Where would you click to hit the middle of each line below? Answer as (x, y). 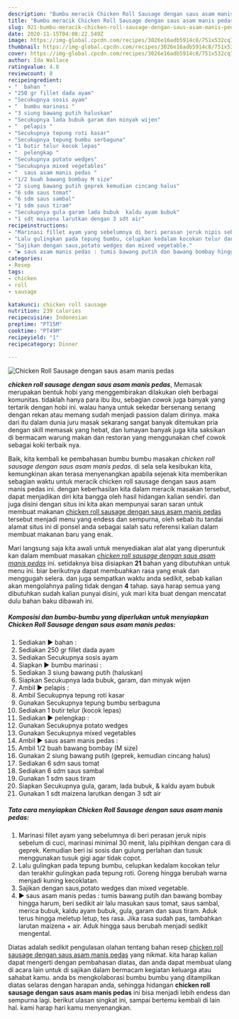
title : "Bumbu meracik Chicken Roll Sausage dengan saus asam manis (111, 21)
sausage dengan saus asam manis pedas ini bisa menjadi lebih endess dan (119, 993)
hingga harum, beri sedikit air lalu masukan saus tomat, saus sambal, (119, 903)
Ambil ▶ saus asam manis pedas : (68, 741)
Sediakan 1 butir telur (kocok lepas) (70, 710)
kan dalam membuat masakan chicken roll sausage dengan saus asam (112, 555)
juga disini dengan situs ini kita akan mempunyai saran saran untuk (106, 504)
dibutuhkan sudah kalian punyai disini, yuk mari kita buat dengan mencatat (117, 593)
